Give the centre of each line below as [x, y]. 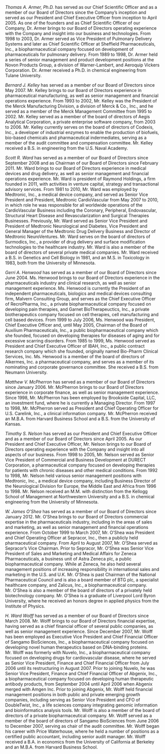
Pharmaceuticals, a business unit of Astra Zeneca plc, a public [68, 559]
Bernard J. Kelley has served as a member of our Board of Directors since [80, 85]
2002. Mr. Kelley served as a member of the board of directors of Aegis [78, 117]
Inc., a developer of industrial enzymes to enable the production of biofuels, [82, 132]
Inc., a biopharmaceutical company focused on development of [69, 49]
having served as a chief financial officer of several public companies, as [79, 626]
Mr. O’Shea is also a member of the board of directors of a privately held [79, 590]
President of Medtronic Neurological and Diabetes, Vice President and [76, 226]
